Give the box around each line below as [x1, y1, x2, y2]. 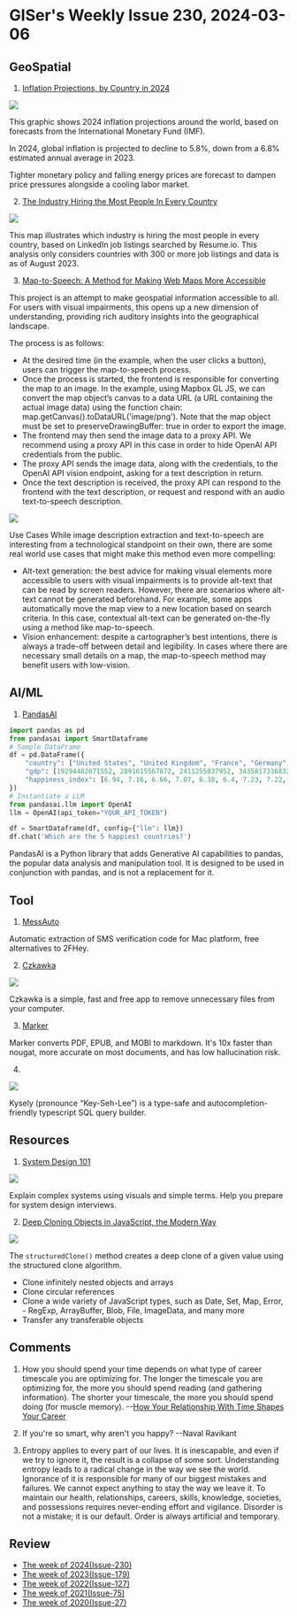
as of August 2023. [9, 258, 80, 268]
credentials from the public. [21, 449, 123, 459]
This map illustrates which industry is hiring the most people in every [9, 230, 260, 240]
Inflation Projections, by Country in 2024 [21, 83, 171, 93]
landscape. [9, 320, 50, 331]
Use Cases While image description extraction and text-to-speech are [9, 530, 264, 540]
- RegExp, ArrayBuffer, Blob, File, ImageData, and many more [21, 1304, 245, 1315]
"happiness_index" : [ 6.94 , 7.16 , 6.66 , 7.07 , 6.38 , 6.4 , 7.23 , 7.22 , [25, 775, 287, 784]
